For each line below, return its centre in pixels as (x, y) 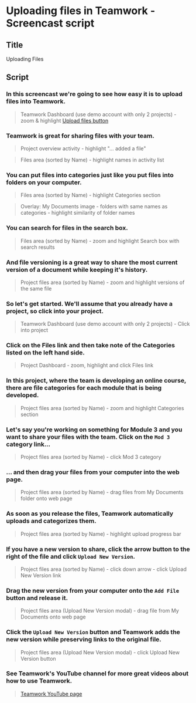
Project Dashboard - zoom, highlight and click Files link (87, 366)
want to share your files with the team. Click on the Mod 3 (88, 437)
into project (34, 330)
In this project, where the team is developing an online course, (96, 381)
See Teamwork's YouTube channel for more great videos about (97, 674)
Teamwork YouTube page (51, 694)
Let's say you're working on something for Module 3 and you (94, 430)
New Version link (41, 575)
